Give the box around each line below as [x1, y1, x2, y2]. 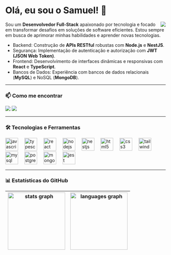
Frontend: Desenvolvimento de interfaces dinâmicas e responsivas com [12, 58, 163, 64]
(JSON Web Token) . [12, 53, 55, 59]
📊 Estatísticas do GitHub [5, 177, 68, 184]
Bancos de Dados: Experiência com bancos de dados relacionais [12, 69, 149, 75]
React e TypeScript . [12, 63, 56, 70]
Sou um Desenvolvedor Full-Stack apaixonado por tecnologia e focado [5, 21, 156, 27]
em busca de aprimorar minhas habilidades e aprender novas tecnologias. [5, 32, 161, 38]
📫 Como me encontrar [5, 92, 63, 99]
